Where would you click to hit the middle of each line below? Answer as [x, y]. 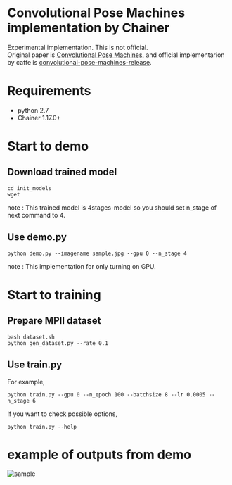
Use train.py [35, 365]
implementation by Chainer [89, 28]
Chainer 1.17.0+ [39, 118]
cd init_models [30, 188]
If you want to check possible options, [63, 414]
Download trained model [62, 172]
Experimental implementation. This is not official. [78, 47]
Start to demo [48, 146]
